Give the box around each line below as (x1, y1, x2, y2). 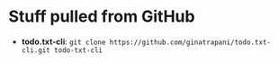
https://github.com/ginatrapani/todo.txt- (109, 38, 272, 47)
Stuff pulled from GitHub (8, 6, 195, 27)
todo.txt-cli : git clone (21, 36, 106, 47)
